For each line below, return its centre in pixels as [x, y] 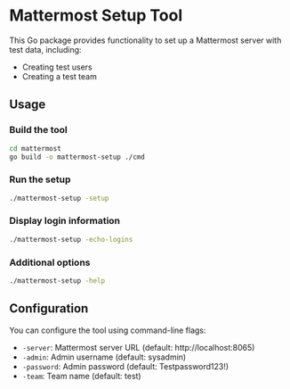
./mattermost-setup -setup [59, 198]
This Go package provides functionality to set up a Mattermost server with [145, 40]
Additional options [50, 262]
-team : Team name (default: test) [81, 376]
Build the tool [39, 130]
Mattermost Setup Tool [96, 16]
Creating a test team [60, 76]
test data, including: [45, 49]
